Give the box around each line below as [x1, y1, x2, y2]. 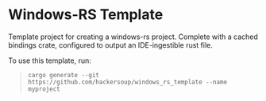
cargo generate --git [27, 71, 99, 79]
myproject [27, 85, 61, 93]
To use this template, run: [8, 56, 91, 65]
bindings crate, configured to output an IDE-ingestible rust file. [8, 40, 213, 49]
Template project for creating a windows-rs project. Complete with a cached [8, 32, 258, 41]
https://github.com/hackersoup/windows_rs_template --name [27, 78, 228, 86]
